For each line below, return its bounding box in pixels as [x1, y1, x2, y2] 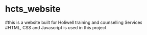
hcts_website [5, 3, 61, 15]
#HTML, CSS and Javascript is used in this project [5, 24, 107, 30]
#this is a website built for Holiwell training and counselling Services [5, 19, 143, 25]
